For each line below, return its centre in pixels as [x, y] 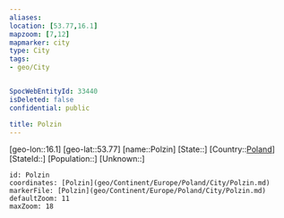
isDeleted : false [42, 99]
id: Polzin [30, 175]
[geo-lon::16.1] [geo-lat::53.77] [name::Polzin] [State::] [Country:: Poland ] [142, 149]
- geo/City [30, 68]
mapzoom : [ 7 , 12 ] [39, 34]
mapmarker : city [39, 42]
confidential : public [50, 108]
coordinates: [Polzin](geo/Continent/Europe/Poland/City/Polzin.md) [140, 183]
